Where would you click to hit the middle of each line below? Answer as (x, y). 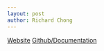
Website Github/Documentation (52, 40)
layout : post (26, 14)
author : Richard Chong (40, 20)
